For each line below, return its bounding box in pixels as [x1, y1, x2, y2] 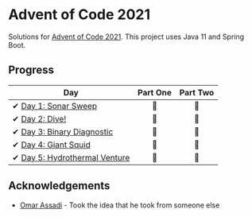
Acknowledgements [8, 179, 110, 192]
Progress [8, 64, 54, 77]
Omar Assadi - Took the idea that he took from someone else [19, 200, 220, 210]
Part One [138, 87, 173, 98]
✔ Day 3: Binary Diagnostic [12, 126, 114, 137]
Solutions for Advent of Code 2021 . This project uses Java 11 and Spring [8, 32, 245, 41]
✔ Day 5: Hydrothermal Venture [12, 152, 130, 163]
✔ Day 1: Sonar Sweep [12, 100, 98, 111]
